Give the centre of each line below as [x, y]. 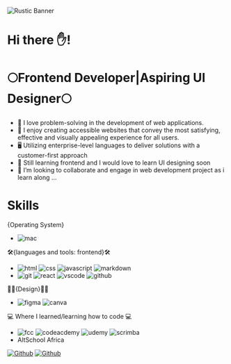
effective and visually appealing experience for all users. [98, 138]
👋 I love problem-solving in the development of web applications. [110, 123]
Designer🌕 [39, 99]
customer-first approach [53, 156]
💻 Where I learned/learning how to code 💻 [70, 317]
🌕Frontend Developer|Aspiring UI [106, 78]
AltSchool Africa [41, 340]
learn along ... [37, 178]
